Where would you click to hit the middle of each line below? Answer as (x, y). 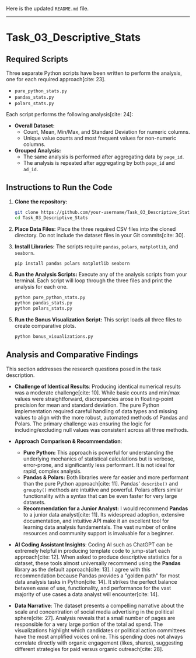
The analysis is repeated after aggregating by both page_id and (99, 163)
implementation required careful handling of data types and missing (96, 411)
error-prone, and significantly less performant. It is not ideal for (99, 465)
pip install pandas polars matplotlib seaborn (72, 263)
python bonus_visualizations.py (54, 337)
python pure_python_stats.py (50, 297)
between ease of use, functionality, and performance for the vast (93, 588)
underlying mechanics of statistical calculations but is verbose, (99, 459)
